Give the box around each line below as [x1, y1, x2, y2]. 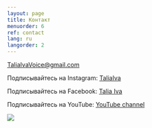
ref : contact [7, 29, 45, 36]
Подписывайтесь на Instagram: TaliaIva [7, 74, 122, 82]
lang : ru [7, 36, 32, 42]
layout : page [7, 10, 45, 17]
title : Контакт [7, 16, 51, 23]
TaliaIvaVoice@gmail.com [7, 61, 80, 68]
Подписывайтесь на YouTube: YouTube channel [7, 101, 145, 108]
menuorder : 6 [7, 23, 45, 29]
